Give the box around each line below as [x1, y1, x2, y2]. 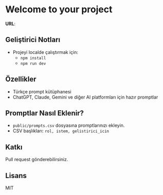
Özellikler [5, 75, 37, 84]
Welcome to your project [5, 4, 113, 15]
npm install [20, 55, 46, 61]
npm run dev [20, 61, 46, 66]
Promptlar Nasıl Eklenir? [5, 109, 84, 118]
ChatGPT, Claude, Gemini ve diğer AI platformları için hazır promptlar [12, 94, 158, 100]
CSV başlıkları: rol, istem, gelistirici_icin [12, 128, 109, 134]
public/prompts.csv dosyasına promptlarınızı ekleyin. [12, 122, 125, 129]
